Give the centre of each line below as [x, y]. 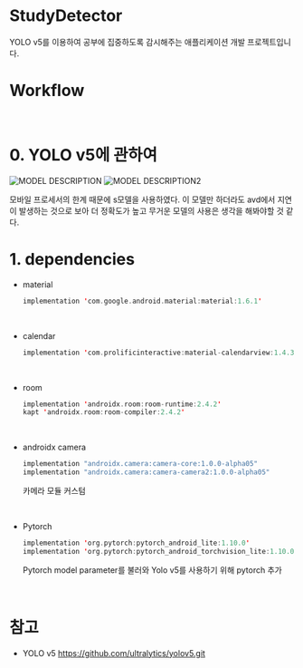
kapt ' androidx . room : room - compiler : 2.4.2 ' [104, 412]
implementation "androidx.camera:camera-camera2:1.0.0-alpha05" [146, 472]
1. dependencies [72, 259]
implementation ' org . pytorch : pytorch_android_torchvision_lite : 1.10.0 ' [160, 551]
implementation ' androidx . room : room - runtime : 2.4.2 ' [122, 404]
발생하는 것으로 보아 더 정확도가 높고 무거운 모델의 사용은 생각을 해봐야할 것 [151, 210]
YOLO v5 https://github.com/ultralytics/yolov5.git [114, 653]
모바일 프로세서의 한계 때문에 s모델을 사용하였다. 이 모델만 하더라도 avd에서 [142, 199]
